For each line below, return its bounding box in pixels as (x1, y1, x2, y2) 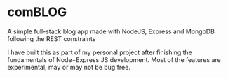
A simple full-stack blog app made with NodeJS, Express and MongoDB (7, 27, 215, 36)
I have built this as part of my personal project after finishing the (7, 48, 193, 56)
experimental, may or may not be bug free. (7, 63, 131, 71)
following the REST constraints (7, 34, 96, 42)
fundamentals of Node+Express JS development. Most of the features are (7, 55, 221, 63)
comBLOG (7, 4, 67, 20)
